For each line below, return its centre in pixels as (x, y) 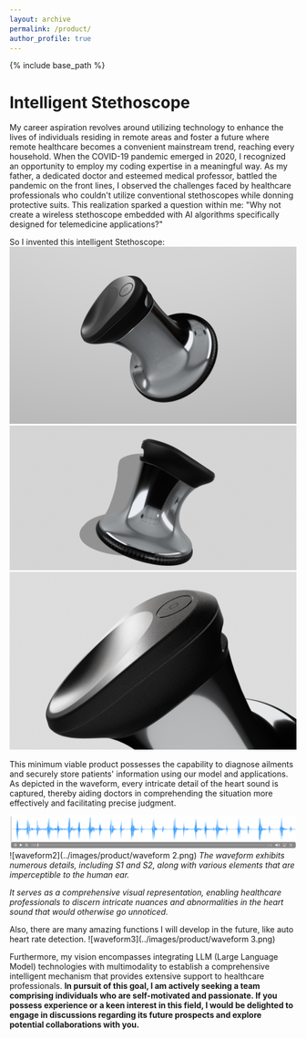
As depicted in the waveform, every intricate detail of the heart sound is (144, 783)
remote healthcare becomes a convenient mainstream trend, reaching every (152, 147)
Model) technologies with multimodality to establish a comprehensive (140, 966)
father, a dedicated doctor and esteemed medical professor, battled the (143, 176)
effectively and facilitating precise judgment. (93, 803)
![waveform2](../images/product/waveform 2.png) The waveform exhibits (147, 855)
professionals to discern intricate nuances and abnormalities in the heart (147, 901)
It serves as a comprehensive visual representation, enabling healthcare (146, 892)
